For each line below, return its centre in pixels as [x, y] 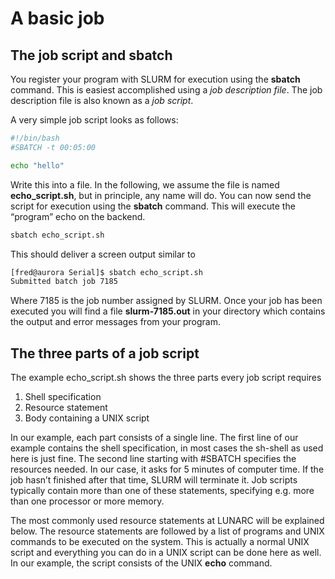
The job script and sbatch [91, 55]
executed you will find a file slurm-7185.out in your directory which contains [168, 311]
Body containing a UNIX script [87, 418]
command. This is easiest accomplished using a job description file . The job [166, 90]
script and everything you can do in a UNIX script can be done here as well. [166, 553]
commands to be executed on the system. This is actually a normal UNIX [160, 542]
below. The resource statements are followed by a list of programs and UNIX [167, 531]
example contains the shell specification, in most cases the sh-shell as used [167, 448]
